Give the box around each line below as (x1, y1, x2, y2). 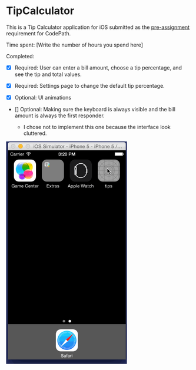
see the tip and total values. (14, 71, 82, 78)
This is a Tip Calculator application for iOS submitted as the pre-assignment (6, 24, 190, 31)
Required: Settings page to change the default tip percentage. (14, 82, 165, 89)
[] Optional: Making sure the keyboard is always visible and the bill (14, 106, 175, 113)
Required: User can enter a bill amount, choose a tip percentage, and (14, 64, 182, 71)
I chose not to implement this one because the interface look (23, 124, 171, 131)
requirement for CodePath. (6, 29, 71, 37)
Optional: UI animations (14, 94, 72, 101)
